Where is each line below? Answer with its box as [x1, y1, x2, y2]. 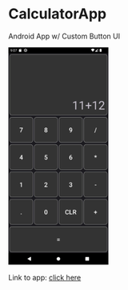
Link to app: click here [8, 272, 82, 282]
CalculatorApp [8, 5, 106, 23]
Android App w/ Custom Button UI [8, 31, 121, 41]
